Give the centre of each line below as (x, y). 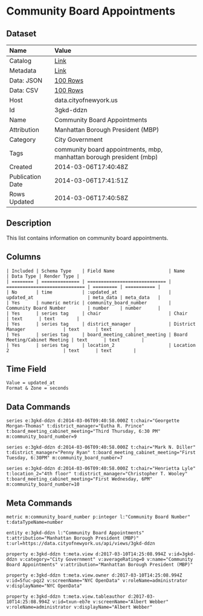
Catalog (21, 61)
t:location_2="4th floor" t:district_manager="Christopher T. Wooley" (97, 474)
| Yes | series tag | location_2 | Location (101, 345)
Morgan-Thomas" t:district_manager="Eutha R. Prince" (76, 426)
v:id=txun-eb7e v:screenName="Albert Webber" (111, 602)
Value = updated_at (31, 383)
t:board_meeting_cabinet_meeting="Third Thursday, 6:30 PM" (84, 432)
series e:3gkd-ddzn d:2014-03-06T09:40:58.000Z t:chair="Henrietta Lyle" (101, 469)
